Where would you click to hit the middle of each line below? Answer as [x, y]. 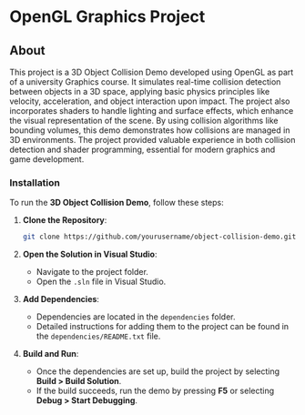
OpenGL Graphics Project [107, 17]
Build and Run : [51, 354]
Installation [35, 182]
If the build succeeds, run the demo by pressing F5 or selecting [155, 391]
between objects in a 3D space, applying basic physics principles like [140, 91]
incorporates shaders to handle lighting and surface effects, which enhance [152, 111]
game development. [47, 159]
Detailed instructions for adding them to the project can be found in [163, 327]
